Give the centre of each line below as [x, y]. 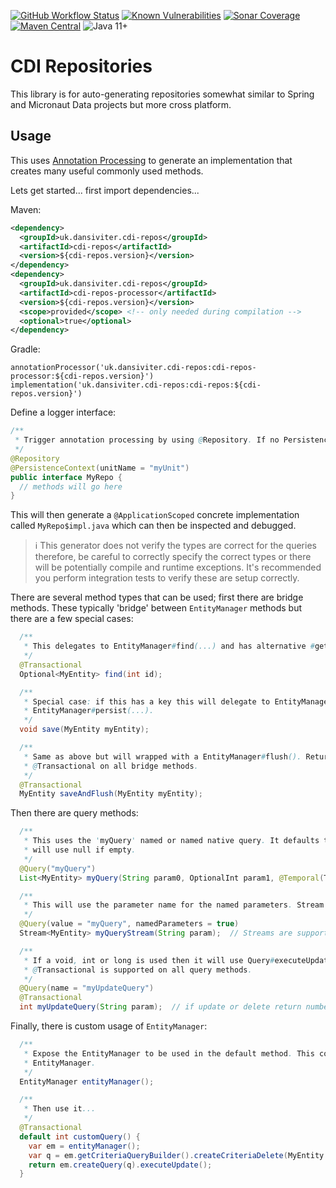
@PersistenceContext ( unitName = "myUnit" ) [100, 468]
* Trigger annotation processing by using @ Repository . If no [147, 440]
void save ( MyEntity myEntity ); [84, 730]
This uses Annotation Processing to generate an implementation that [151, 160]
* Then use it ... [60, 1109]
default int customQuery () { [80, 1136]
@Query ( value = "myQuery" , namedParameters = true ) [129, 924]
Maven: [26, 209]
